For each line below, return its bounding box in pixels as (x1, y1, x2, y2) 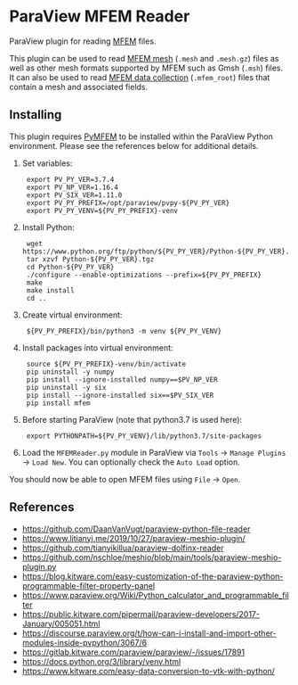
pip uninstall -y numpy (26, 367, 115, 376)
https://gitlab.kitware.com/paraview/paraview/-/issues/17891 (21, 647, 246, 657)
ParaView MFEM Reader (9, 6, 190, 27)
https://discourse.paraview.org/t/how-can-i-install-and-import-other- (21, 627, 278, 639)
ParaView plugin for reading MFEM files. (9, 36, 157, 46)
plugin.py (21, 561, 57, 572)
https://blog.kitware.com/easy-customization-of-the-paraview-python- (21, 571, 284, 582)
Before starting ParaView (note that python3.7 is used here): (21, 414, 243, 425)
